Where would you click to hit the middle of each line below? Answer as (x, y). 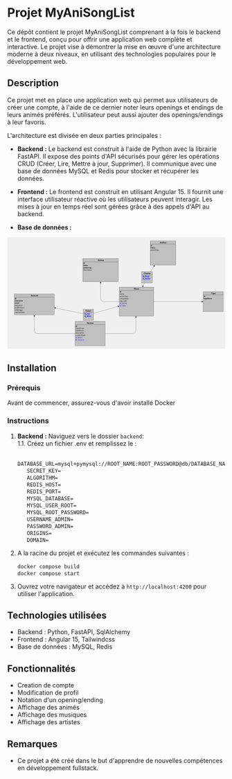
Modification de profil (48, 693)
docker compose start (48, 573)
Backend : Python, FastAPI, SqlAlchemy (74, 632)
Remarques (33, 744)
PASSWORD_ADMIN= (50, 526)
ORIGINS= (39, 533)
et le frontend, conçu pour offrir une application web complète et (100, 39)
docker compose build (48, 566)
